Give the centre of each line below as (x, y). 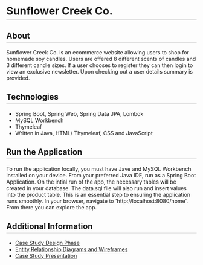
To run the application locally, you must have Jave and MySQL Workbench (99, 169)
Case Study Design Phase (47, 243)
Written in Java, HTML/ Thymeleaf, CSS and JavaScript (84, 133)
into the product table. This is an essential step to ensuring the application (98, 194)
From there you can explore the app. (52, 207)
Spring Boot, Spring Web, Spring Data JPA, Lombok (79, 113)
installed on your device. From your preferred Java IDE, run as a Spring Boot (101, 175)
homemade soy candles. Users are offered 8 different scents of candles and (101, 59)
